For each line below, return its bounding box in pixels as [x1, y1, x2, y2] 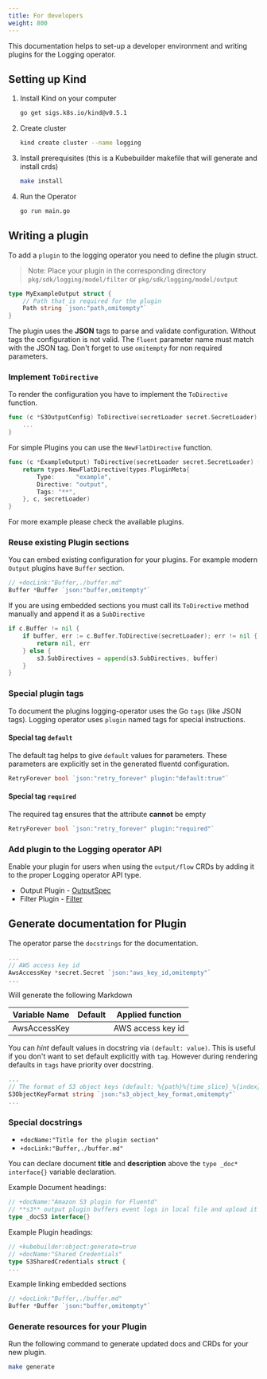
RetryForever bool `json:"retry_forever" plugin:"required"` [8, 824, 215, 833]
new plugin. [8, 1348, 47, 1357]
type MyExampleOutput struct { [8, 289, 112, 297]
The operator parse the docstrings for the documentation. [8, 938, 199, 948]
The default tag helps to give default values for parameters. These [8, 750, 228, 760]
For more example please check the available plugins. [8, 517, 184, 527]
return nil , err [37, 639, 91, 647]
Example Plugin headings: [8, 1227, 93, 1236]
